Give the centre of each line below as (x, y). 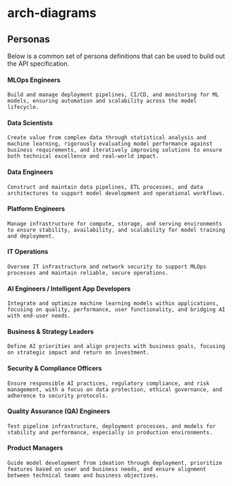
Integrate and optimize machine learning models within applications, (113, 303)
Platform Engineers (36, 209)
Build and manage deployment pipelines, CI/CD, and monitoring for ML (113, 95)
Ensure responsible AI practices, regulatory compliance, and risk (109, 383)
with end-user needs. (39, 316)
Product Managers (35, 448)
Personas (29, 39)
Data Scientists (30, 122)
